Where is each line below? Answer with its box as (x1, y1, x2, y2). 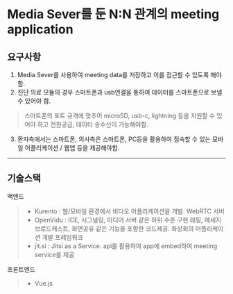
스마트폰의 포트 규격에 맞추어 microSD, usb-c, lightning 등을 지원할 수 (24, 112, 215, 120)
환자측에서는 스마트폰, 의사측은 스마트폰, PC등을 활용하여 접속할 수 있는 (17, 135, 211, 143)
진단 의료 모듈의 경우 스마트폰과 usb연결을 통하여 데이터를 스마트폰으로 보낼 (17, 88, 223, 96)
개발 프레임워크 (42, 233, 83, 241)
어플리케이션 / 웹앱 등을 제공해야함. (24, 144, 120, 152)
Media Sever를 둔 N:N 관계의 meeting (7, 6, 220, 22)
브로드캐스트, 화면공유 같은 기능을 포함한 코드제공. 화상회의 (34, 224, 194, 233)
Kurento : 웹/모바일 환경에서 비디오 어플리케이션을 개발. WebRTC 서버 (34, 206, 225, 215)
